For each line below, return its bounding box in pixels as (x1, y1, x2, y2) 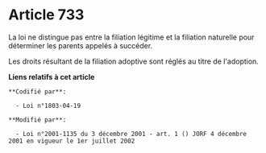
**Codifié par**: (8, 87, 67, 96)
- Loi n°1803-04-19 (15, 101, 81, 110)
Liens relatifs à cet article (8, 72, 95, 81)
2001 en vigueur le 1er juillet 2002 (8, 137, 135, 145)
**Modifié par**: (8, 115, 67, 124)
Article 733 (8, 6, 85, 24)
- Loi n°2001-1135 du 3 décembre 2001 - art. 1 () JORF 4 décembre (15, 130, 247, 138)
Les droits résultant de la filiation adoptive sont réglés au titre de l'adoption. (8, 56, 260, 66)
